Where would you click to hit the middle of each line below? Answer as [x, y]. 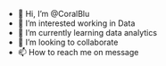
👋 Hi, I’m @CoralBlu [54, 14]
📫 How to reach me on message [78, 52]
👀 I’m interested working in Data [76, 23]
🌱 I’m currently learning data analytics [87, 33]
